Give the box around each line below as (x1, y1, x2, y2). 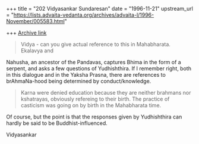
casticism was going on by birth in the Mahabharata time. (20, 102, 162, 109)
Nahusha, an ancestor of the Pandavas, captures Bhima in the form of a (6, 59, 181, 65)
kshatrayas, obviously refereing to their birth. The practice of (20, 95, 170, 102)
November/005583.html (6, 18, 65, 24)
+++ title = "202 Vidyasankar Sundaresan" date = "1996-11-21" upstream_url (6, 5, 193, 12)
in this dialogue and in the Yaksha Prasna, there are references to (6, 71, 166, 78)
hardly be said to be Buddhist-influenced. (6, 120, 108, 127)
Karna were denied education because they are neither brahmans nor (20, 89, 191, 96)
